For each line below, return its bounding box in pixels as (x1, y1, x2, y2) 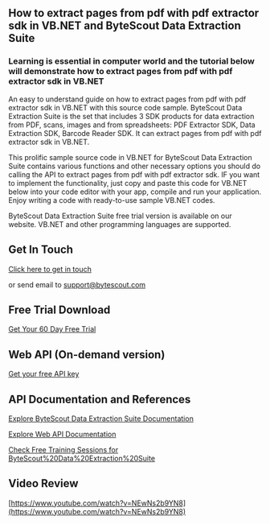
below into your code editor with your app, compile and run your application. (8, 187, 262, 196)
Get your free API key (8, 369, 80, 379)
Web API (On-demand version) (8, 348, 166, 361)
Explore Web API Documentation (8, 429, 117, 439)
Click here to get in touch (8, 264, 92, 274)
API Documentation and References (8, 392, 191, 406)
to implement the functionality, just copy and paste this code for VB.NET (8, 178, 247, 188)
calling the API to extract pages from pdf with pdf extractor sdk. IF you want (8, 169, 260, 179)
